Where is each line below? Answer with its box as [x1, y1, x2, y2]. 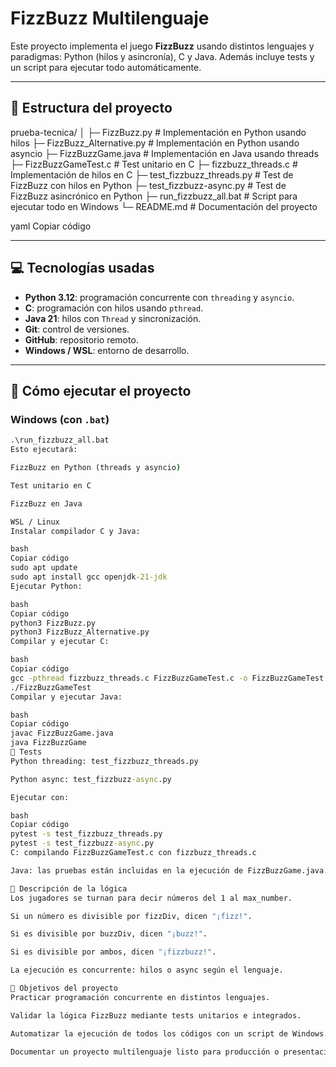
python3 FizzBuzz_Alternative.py [10, 627, 150, 637]
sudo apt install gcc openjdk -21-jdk [10, 572, 168, 582]
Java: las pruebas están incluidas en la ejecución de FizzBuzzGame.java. [10, 865, 329, 876]
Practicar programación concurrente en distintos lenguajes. [10, 992, 271, 1002]
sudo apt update [10, 563, 78, 573]
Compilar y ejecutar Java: [10, 692, 123, 702]
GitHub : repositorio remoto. [24, 333, 139, 346]
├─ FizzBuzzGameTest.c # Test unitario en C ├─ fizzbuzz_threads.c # [10, 158, 298, 170]
